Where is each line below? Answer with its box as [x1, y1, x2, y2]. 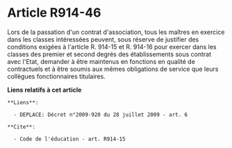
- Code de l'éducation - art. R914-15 [13, 135, 126, 142]
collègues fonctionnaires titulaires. [7, 72, 106, 81]
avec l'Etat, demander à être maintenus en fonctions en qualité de [7, 57, 196, 65]
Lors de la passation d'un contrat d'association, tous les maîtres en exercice [7, 28, 225, 36]
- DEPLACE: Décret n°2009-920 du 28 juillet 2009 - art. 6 [13, 111, 188, 118]
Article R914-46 [7, 5, 101, 21]
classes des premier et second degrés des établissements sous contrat [7, 50, 212, 58]
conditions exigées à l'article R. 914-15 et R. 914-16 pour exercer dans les [7, 42, 217, 51]
